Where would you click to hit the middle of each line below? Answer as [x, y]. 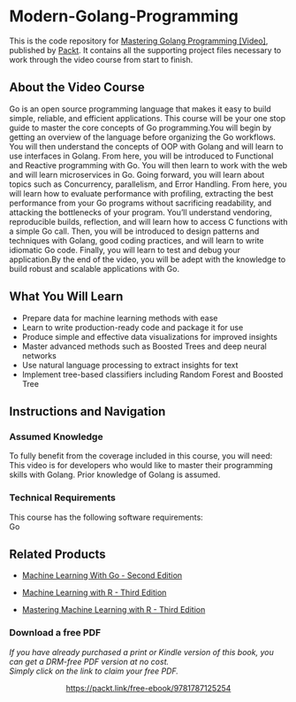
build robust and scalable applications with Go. [94, 268]
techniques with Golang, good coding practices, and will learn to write [137, 240]
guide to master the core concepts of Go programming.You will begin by [140, 127]
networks [39, 355]
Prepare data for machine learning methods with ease [120, 318]
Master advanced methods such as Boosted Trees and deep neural [144, 346]
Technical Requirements [63, 498]
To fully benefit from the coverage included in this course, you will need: [141, 456]
